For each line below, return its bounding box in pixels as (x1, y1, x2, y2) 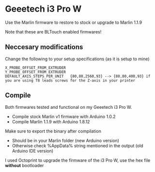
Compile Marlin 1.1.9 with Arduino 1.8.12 (12, 119, 90, 124)
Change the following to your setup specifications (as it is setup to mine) (5, 56, 150, 62)
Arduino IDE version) (12, 148, 54, 154)
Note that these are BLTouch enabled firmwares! (5, 29, 102, 34)
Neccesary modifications (5, 43, 83, 52)
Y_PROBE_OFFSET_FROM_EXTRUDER (5, 69, 66, 74)
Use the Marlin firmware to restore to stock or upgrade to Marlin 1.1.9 (5, 19, 142, 25)
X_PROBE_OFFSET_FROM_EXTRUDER (5, 65, 66, 70)
